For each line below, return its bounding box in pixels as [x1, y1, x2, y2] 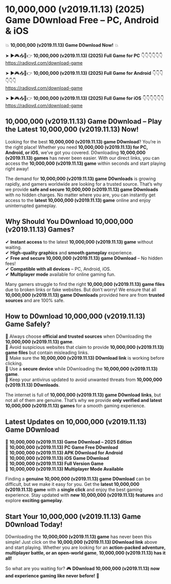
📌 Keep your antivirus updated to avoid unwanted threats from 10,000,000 [5, 376, 162, 383]
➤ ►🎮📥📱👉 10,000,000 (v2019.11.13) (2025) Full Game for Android [5, 70, 152, 76]
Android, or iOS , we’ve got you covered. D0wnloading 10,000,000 [5, 149, 146, 156]
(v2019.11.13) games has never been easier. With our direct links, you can [5, 155, 160, 161]
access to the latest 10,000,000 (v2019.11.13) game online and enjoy [5, 197, 151, 203]
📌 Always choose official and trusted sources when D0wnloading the [5, 333, 152, 339]
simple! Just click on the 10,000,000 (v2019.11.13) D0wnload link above [5, 539, 158, 545]
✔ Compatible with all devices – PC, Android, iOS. [5, 266, 111, 272]
